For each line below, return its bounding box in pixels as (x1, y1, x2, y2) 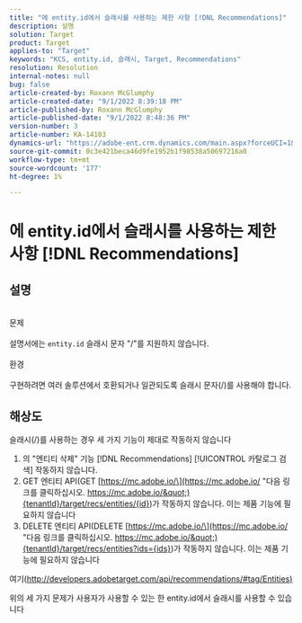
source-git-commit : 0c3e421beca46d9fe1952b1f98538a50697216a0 (9, 147, 247, 156)
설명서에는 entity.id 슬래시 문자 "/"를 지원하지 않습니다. (9, 338, 209, 349)
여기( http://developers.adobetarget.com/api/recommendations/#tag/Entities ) (9, 574, 293, 584)
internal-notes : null (9, 72, 91, 81)
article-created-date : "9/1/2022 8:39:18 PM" (9, 96, 182, 106)
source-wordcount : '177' (9, 164, 102, 173)
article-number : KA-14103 (9, 130, 106, 139)
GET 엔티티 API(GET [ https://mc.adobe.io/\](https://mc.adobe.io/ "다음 (22, 476, 281, 486)
